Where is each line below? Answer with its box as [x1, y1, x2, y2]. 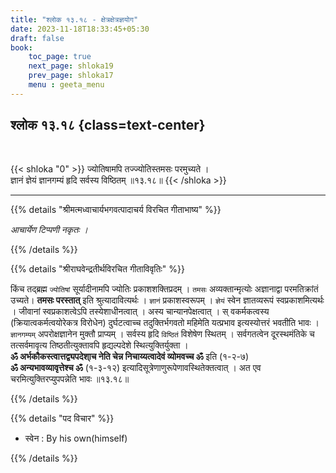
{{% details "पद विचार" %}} [10, 412, 115, 424]
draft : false [10, 33, 65, 43]
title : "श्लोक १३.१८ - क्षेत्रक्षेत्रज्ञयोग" [10, 14, 139, 25]
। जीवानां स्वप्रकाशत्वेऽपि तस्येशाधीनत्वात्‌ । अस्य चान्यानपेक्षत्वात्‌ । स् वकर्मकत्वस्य [10, 305, 270, 317]
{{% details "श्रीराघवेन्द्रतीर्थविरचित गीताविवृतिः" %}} [10, 262, 185, 275]
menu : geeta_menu [28, 80, 105, 90]
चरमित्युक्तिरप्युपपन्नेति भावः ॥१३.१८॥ [10, 372, 130, 385]
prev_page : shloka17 [28, 71, 114, 81]
